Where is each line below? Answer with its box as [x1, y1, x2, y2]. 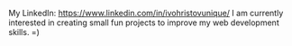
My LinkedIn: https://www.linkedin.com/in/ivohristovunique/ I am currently [8, 8, 284, 18]
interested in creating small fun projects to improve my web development [8, 17, 280, 28]
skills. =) [8, 27, 40, 37]
